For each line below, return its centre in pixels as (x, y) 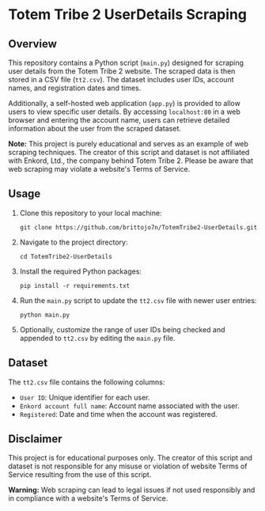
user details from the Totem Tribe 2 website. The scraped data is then (122, 71)
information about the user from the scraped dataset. (95, 129)
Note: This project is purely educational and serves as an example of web (129, 144)
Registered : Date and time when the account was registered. (118, 414)
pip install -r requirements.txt (75, 286)
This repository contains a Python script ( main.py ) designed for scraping (126, 62)
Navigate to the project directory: (74, 242)
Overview (33, 44)
